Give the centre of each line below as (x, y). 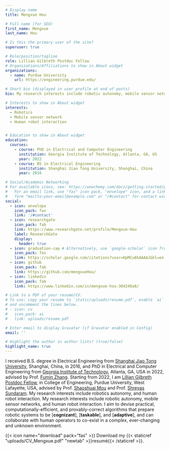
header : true (32, 244)
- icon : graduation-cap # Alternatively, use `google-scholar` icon (83, 248)
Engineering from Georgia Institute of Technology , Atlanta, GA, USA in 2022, (85, 372)
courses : (19, 145)
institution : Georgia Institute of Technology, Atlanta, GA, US (88, 154)
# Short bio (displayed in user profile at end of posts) (68, 89)
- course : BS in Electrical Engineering (57, 164)
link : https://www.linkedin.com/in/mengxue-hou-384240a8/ (77, 286)
